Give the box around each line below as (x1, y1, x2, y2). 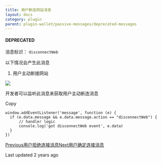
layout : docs (5, 12, 33, 17)
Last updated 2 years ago (5, 152, 59, 158)
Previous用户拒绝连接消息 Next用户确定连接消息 (5, 142, 105, 148)
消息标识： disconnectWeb (5, 49, 59, 55)
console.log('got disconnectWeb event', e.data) (18, 124, 124, 129)
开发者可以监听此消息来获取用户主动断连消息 (5, 90, 99, 96)
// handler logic (18, 119, 56, 124)
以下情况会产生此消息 (5, 60, 50, 66)
